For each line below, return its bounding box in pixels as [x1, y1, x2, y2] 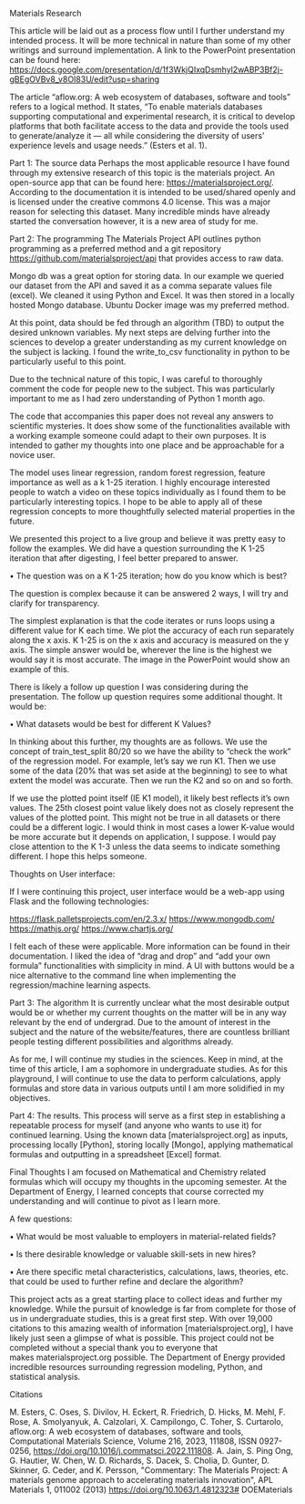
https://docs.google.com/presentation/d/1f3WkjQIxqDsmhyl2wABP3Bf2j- [9, 64, 284, 75]
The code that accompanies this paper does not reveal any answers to [9, 410, 274, 421]
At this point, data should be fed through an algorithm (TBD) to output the [9, 317, 285, 327]
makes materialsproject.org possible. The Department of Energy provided [9, 1352, 286, 1363]
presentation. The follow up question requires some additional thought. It [9, 691, 283, 701]
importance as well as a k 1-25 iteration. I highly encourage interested [9, 477, 270, 487]
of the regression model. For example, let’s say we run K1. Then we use [9, 756, 276, 766]
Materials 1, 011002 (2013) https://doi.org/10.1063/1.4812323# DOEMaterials [9, 1484, 293, 1495]
